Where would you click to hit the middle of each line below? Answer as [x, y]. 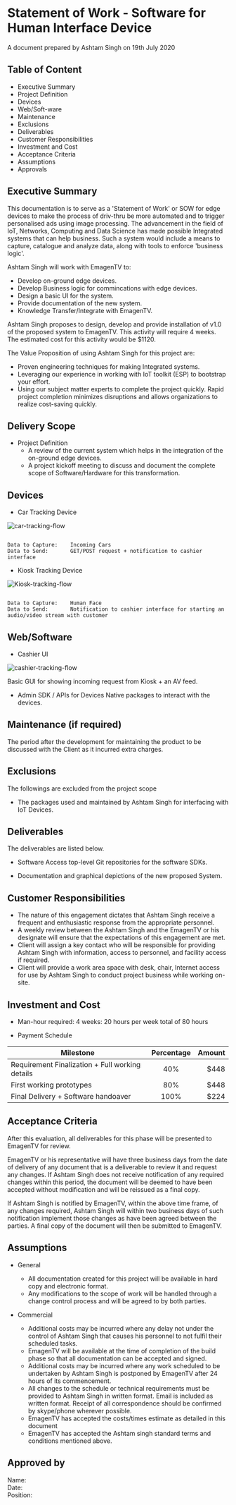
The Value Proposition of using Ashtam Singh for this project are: [101, 353]
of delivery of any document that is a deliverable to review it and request [112, 1167]
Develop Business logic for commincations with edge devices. [107, 288]
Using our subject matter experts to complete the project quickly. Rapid [121, 389]
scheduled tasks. [53, 1343]
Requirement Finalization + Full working [76, 1065]
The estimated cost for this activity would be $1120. [82, 339]
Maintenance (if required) [65, 725]
